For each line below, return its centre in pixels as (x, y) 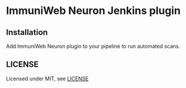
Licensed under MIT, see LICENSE (47, 78)
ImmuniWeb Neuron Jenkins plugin (93, 11)
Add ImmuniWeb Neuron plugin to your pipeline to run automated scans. (93, 46)
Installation (27, 32)
